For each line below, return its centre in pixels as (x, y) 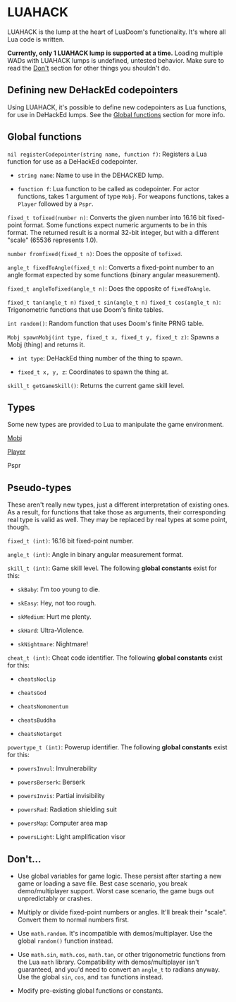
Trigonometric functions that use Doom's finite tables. (86, 309)
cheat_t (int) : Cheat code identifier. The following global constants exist (115, 658)
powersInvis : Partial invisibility (61, 796)
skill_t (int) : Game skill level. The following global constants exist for (112, 568)
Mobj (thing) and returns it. (46, 344)
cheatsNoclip (37, 680)
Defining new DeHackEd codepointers (93, 90)
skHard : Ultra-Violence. (51, 630)
